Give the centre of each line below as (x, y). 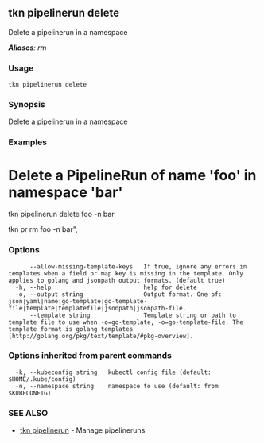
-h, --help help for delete (106, 287)
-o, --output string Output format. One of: (119, 294)
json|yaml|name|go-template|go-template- (78, 301)
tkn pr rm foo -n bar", (43, 229)
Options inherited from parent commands (90, 356)
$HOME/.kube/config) (43, 379)
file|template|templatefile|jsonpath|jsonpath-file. (97, 308)
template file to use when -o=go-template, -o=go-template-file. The (126, 322)
